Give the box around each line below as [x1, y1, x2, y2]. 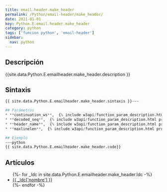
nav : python [9, 40, 35, 45]
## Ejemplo [5, 135, 28, 140]
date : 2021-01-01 [5, 16, 41, 21]
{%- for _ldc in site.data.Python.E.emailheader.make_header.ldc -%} [12, 172, 153, 178]
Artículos [5, 158, 35, 167]
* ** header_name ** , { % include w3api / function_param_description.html [5, 121, 157, 127]
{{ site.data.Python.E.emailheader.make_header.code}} [5, 145, 121, 150]
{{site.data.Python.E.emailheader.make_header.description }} [5, 71, 131, 77]
